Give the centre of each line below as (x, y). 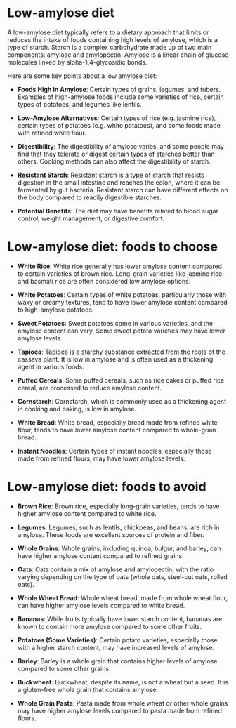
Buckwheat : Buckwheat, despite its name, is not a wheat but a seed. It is (123, 682)
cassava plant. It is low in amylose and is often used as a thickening (115, 359)
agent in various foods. (51, 366)
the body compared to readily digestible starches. (90, 197)
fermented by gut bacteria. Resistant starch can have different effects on (123, 190)
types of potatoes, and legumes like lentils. (79, 104)
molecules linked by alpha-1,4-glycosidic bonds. (77, 62)
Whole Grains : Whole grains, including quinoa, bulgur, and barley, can (119, 548)
